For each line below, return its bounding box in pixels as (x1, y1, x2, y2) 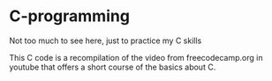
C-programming (9, 6, 131, 26)
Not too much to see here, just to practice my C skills (9, 35, 202, 46)
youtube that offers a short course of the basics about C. (9, 62, 216, 72)
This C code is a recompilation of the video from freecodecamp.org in (9, 52, 263, 63)
